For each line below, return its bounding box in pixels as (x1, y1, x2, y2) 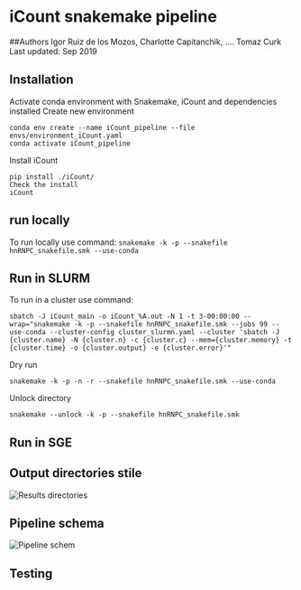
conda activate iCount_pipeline (9, 138, 131, 148)
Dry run (9, 360, 38, 370)
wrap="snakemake (9, 320, 70, 329)
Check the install (9, 180, 78, 189)
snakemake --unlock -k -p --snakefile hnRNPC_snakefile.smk (9, 410, 241, 419)
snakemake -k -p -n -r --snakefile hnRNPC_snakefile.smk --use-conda (9, 377, 277, 386)
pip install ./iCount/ (9, 172, 95, 182)
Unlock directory (9, 393, 72, 404)
